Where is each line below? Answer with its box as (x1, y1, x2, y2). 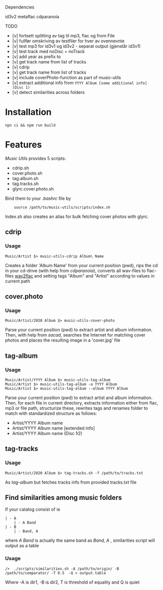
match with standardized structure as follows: (5, 410, 97, 416)
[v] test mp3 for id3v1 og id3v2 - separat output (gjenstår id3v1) (12, 43, 141, 49)
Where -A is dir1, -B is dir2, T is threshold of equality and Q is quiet (5, 579, 140, 585)
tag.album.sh (12, 175, 39, 181)
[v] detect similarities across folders (12, 90, 85, 95)
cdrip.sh (12, 165, 29, 171)
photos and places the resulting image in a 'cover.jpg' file (5, 337, 121, 343)
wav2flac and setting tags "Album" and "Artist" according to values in (14, 273, 155, 279)
